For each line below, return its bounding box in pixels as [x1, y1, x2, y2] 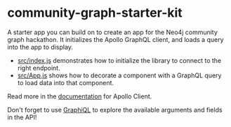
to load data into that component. [17, 78, 114, 87]
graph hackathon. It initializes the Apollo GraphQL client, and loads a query [7, 35, 224, 43]
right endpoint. [17, 63, 61, 72]
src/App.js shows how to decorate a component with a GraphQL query [17, 71, 222, 80]
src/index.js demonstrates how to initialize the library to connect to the [17, 56, 222, 64]
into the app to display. [7, 43, 74, 51]
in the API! [7, 113, 37, 121]
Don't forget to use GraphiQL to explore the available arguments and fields [7, 105, 223, 114]
